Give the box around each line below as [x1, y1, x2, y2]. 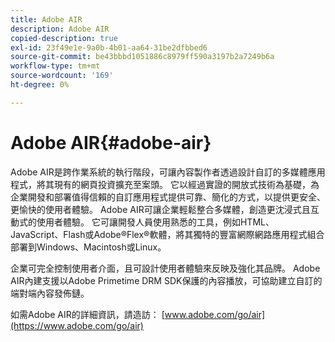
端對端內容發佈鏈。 [10, 287, 90, 299]
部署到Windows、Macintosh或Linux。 [10, 241, 167, 253]
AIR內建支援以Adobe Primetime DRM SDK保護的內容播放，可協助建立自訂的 [10, 274, 323, 286]
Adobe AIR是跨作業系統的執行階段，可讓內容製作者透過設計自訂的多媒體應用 [10, 166, 326, 178]
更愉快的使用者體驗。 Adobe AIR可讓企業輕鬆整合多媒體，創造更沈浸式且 [10, 203, 311, 215]
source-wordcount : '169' [10, 71, 114, 81]
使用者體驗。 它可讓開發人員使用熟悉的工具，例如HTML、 [36, 216, 275, 228]
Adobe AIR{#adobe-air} [10, 131, 212, 154]
